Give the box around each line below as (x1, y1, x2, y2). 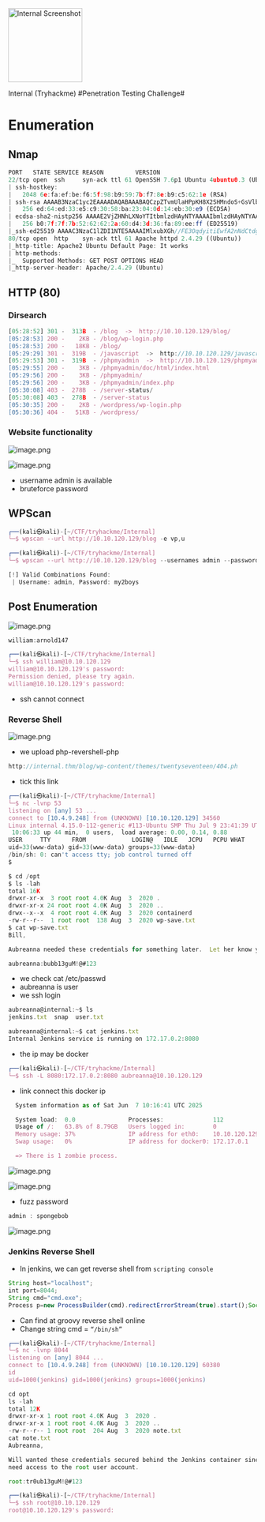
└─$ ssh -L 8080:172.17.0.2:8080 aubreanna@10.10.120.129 (8, 1072, 203, 1080)
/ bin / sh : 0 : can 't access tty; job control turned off (8, 851, 192, 859)
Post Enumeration (8, 600, 99, 614)
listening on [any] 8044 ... (8, 1354, 104, 1362)
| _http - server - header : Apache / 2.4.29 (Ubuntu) (8, 264, 164, 272)
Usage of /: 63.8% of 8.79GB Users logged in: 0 (15, 1123, 217, 1131)
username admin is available (19, 475, 113, 485)
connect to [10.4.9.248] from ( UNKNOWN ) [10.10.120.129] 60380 (8, 1362, 221, 1370)
